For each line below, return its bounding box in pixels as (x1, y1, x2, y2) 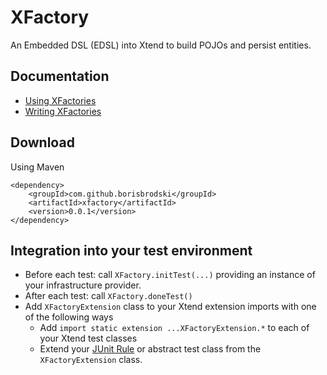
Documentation (10, 68, 110, 85)
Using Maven (10, 161, 65, 173)
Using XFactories (24, 94, 97, 106)
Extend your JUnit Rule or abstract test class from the (39, 343, 262, 355)
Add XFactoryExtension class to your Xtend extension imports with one (24, 301, 317, 313)
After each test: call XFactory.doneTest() (24, 290, 193, 302)
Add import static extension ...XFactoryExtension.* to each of (39, 322, 310, 334)
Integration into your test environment (10, 242, 253, 259)
